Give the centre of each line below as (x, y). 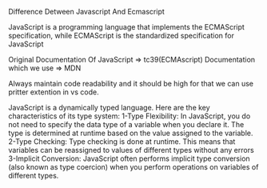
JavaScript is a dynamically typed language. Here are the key (109, 108)
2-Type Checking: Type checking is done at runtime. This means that (122, 142)
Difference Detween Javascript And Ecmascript (87, 12)
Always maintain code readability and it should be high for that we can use (131, 84)
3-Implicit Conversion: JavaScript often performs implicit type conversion (129, 158)
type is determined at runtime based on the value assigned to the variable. (131, 133)
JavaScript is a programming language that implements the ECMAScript (127, 27)
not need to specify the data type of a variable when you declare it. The (126, 124)
